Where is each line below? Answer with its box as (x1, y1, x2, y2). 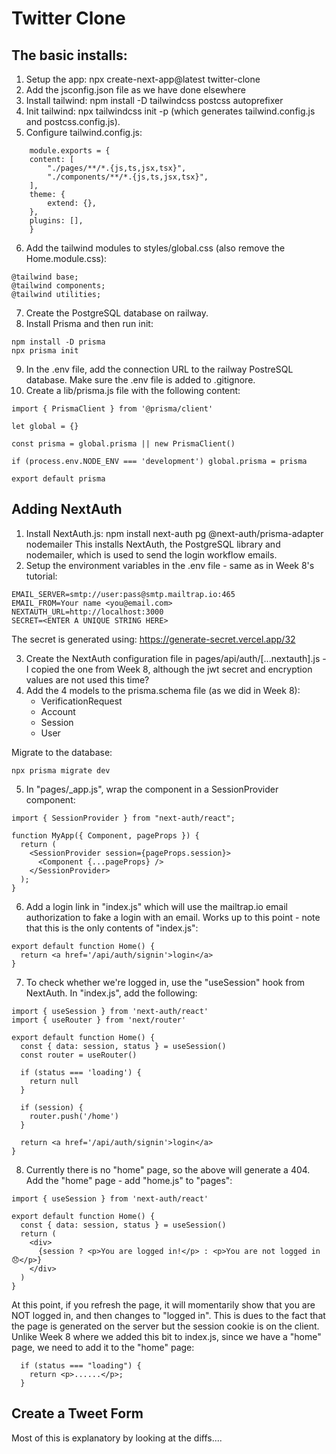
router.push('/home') (29, 1111, 119, 1121)
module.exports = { (29, 146, 111, 156)
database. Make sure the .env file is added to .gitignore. (25, 374, 256, 386)
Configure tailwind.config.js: (25, 127, 143, 138)
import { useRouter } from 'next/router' (11, 1015, 187, 1025)
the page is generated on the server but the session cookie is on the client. (11, 1320, 320, 1332)
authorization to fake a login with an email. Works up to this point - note (25, 911, 321, 923)
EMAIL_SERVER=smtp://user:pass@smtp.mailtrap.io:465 (11, 589, 236, 599)
